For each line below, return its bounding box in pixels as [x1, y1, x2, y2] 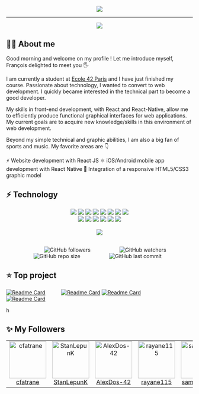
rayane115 [141, 378, 172, 386]
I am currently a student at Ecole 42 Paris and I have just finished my [6, 75, 174, 82]
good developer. [6, 94, 46, 101]
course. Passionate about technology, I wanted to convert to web [6, 81, 165, 88]
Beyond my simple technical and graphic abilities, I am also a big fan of [6, 136, 179, 143]
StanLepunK [53, 378, 88, 386]
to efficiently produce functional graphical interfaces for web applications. [6, 112, 187, 119]
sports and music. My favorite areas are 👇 [6, 142, 109, 150]
